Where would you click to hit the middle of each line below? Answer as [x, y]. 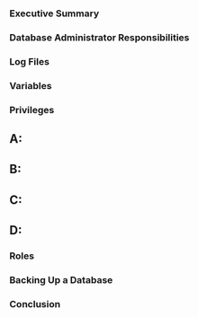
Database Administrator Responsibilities [99, 37]
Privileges [32, 110]
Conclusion [35, 304]
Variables [31, 85]
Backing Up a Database [61, 280]
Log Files [29, 61]
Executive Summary [54, 13]
